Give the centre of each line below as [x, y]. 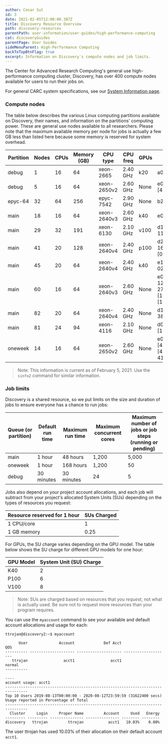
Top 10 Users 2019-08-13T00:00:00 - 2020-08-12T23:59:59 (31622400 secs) [84, 696]
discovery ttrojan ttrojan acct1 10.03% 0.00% [82, 722]
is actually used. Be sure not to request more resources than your [85, 604]
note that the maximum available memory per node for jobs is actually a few [83, 131]
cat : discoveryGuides [28, 38]
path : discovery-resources [33, 29]
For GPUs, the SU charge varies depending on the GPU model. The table [80, 544]
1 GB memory [24, 532]
